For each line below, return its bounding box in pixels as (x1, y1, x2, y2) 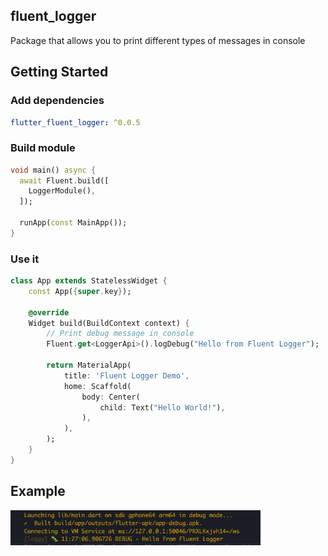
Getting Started (10, 64, 109, 81)
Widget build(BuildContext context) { (28, 318, 190, 328)
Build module (10, 141, 76, 155)
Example (10, 483, 66, 500)
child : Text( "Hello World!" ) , (99, 402, 226, 413)
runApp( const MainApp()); (19, 218, 128, 228)
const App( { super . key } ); (28, 286, 132, 296)
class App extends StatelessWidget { (10, 276, 168, 286)
